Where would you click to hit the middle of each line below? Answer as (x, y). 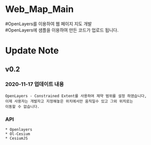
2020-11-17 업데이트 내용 (35, 84)
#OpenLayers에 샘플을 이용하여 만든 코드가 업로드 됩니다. (62, 30)
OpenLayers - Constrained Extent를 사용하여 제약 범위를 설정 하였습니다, (76, 96)
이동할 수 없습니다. (22, 106)
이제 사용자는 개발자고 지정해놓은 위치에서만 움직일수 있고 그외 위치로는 (69, 101)
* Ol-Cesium (18, 134)
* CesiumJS (17, 138)
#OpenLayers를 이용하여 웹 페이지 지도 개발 (48, 24)
